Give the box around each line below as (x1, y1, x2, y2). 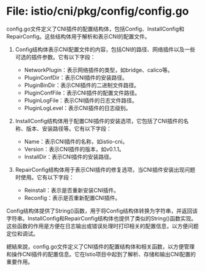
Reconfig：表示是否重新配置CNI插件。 (24, 194, 121, 202)
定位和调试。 (6, 230, 38, 237)
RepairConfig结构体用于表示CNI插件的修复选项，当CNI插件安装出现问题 (15, 166, 196, 173)
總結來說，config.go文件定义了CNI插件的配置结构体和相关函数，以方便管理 (6, 242, 195, 250)
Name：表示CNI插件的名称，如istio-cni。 (24, 138, 128, 145)
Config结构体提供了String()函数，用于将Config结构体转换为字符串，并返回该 (6, 207, 198, 214)
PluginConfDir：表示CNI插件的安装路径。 (24, 74, 128, 81)
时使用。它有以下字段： (15, 174, 74, 181)
